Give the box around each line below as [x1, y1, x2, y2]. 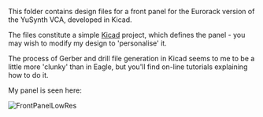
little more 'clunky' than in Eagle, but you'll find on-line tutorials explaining [8, 62, 248, 71]
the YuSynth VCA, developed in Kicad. [8, 15, 132, 24]
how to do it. [8, 71, 49, 79]
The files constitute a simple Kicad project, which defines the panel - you [8, 31, 246, 39]
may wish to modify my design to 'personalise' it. [8, 38, 167, 48]
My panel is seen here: [8, 86, 83, 95]
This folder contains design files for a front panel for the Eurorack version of [8, 7, 255, 16]
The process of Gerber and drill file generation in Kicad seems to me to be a [8, 54, 255, 63]
